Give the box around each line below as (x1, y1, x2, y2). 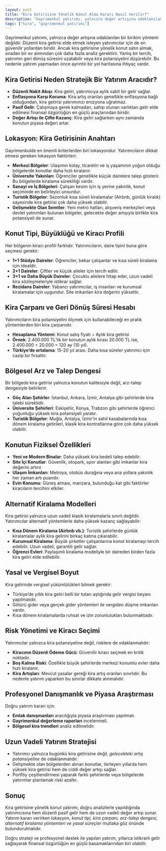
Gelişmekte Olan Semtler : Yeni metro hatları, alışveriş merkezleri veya (12, 204, 156, 211)
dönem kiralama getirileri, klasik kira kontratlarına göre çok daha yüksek (12, 421, 159, 427)
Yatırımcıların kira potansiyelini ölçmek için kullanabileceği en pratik (5, 317, 142, 322)
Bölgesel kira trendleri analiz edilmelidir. (12, 723, 95, 729)
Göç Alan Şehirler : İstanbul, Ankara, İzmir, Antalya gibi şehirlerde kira (12, 395, 154, 401)
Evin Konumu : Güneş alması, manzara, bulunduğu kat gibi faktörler (12, 480, 149, 486)
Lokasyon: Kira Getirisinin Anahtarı (5, 134, 116, 143)
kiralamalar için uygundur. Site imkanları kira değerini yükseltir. (12, 289, 140, 295)
